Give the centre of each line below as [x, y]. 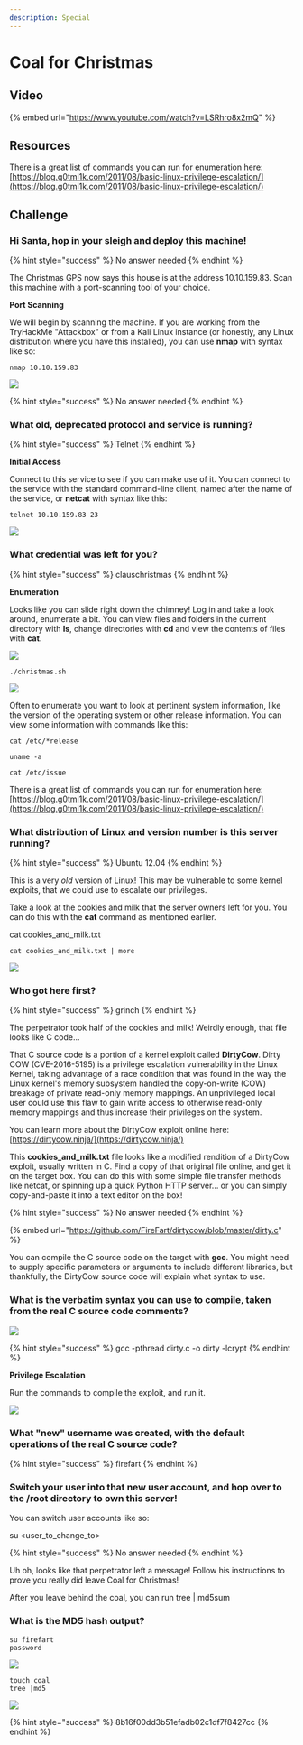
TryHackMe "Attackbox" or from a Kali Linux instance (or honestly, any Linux [151, 332]
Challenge [39, 214]
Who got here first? [53, 990]
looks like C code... [45, 1037]
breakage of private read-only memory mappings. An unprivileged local [142, 1093]
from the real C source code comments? [99, 1312]
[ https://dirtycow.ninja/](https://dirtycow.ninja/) [96, 1139]
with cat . [26, 638]
